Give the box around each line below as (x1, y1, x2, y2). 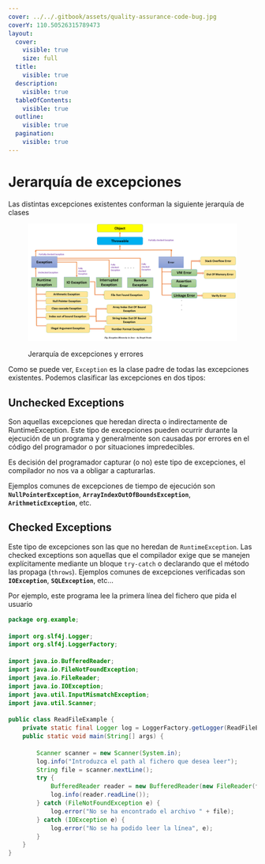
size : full (22, 55, 58, 63)
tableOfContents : (15, 96, 73, 104)
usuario (8, 599, 33, 608)
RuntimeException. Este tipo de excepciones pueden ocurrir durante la (8, 426, 238, 434)
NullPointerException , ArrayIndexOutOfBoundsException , (8, 490, 191, 498)
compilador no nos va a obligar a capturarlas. (8, 466, 155, 475)
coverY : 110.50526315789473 (8, 21, 101, 29)
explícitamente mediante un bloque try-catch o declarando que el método (8, 559, 250, 568)
